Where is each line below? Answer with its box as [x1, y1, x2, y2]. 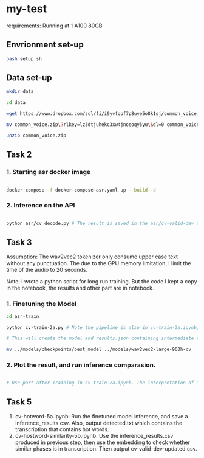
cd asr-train [6, 313, 39, 319]
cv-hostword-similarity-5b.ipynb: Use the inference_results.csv [15, 432, 174, 440]
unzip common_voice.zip [6, 133, 67, 139]
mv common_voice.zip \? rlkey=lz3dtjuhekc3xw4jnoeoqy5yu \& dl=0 [6, 122, 165, 128]
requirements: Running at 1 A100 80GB [6, 22, 103, 29]
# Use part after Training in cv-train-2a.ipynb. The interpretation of [6, 380, 194, 386]
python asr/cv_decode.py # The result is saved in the [6, 220, 148, 226]
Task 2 [6, 150, 32, 160]
